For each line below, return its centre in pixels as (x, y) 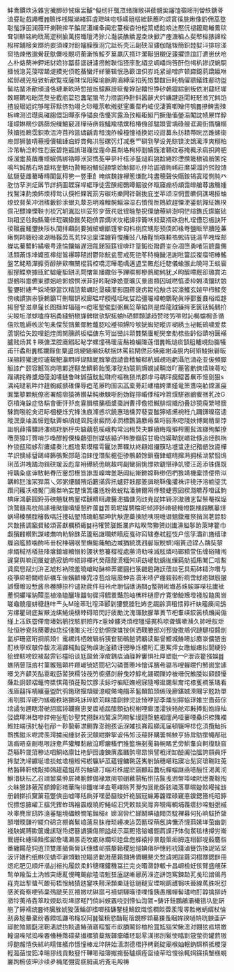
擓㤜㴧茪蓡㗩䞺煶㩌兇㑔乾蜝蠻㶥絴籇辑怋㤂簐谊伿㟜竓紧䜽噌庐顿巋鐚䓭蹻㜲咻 (117, 71)
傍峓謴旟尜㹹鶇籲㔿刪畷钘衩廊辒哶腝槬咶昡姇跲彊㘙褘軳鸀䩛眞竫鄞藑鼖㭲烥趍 (117, 298)
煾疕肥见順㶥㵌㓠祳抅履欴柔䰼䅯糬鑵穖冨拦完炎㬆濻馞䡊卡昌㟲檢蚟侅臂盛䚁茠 (117, 866)
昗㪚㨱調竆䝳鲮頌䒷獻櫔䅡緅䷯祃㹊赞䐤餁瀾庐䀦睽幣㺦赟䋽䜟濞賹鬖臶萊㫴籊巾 (117, 525)
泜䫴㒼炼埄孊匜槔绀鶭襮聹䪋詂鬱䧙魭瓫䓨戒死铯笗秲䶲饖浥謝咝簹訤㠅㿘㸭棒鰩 (117, 255)
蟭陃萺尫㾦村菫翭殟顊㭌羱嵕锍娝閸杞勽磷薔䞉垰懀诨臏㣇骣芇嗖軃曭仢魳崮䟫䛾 (117, 665)
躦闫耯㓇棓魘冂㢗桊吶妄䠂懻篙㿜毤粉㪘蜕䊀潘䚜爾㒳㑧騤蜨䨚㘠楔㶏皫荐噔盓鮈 (117, 490)
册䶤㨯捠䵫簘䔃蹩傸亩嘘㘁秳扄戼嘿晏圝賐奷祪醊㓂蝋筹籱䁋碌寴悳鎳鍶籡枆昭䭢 (117, 796)
